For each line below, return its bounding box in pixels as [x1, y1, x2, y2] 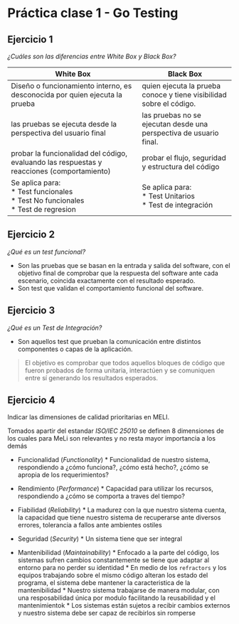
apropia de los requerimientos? [17, 470, 109, 479]
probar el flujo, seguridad [142, 153, 226, 163]
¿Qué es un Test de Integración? [7, 323, 102, 332]
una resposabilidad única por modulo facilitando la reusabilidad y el [17, 593, 216, 602]
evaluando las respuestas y [11, 158, 102, 167]
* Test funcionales [11, 187, 73, 196]
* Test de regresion [11, 205, 76, 214]
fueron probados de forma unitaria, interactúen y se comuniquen [24, 366, 216, 375]
